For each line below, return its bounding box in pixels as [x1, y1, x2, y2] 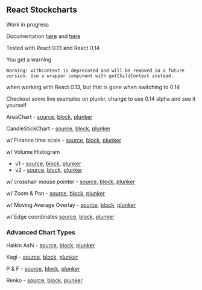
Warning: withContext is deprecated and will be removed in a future [6, 68, 185, 74]
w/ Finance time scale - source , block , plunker [6, 136, 122, 143]
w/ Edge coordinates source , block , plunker [6, 213, 115, 220]
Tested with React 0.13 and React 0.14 [6, 44, 100, 51]
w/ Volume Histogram [6, 148, 60, 156]
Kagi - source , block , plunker [6, 253, 78, 261]
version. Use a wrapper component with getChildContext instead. [6, 72, 174, 79]
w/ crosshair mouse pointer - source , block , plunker [6, 178, 136, 185]
